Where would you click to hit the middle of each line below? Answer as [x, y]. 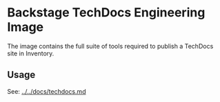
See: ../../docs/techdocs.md [47, 91]
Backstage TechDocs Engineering [106, 13]
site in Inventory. [31, 53]
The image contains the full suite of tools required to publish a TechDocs [110, 46]
